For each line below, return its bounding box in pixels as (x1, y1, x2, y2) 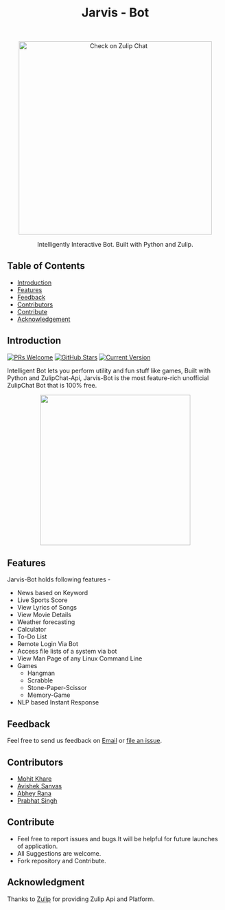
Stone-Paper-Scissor (27, 684, 87, 692)
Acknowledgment (7, 876, 85, 888)
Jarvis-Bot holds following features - (7, 575, 111, 584)
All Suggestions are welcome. (16, 849, 102, 857)
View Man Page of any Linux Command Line (16, 654, 143, 663)
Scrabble (27, 676, 54, 685)
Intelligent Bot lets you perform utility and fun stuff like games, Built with (7, 366, 211, 375)
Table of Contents (7, 260, 86, 272)
